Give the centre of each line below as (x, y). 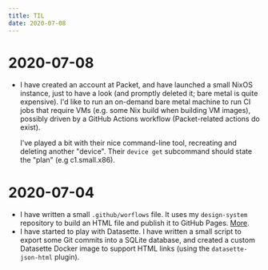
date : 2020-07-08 (37, 23)
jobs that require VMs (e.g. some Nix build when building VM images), (135, 111)
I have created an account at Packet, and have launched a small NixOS (136, 85)
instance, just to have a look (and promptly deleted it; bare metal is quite (139, 94)
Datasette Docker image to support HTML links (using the (115, 248)
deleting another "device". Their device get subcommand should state (136, 151)
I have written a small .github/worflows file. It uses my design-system (134, 215)
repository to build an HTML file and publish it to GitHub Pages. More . (134, 223)
